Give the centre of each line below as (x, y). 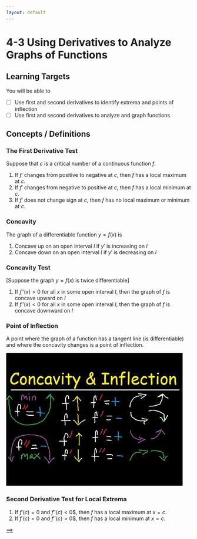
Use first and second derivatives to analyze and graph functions (92, 115)
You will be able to (29, 91)
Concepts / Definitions (48, 134)
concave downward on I (44, 311)
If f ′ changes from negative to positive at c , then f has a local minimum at (103, 188)
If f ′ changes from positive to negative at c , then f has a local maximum (101, 175)
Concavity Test (29, 267)
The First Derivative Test (42, 151)
